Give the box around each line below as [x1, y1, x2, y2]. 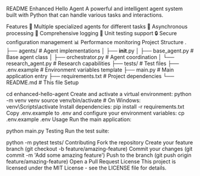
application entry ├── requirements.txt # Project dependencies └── [6, 73, 174, 79]
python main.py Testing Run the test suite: [6, 128, 110, 134]
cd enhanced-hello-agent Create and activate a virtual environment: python [6, 91, 192, 97]
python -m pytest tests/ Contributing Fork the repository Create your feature [6, 139, 193, 146]
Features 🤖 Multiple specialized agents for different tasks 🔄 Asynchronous [6, 23, 188, 30]
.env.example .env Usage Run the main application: [6, 116, 132, 123]
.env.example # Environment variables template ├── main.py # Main [6, 66, 174, 73]
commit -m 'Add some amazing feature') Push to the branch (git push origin [6, 152, 192, 159]
